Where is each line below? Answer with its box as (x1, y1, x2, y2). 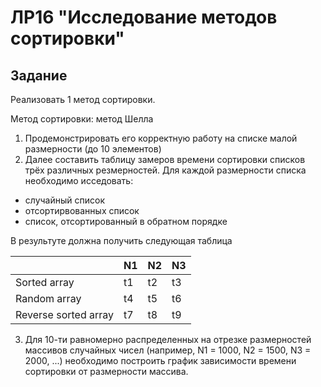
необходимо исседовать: (24, 175, 134, 186)
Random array (15, 292, 82, 305)
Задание (10, 67, 68, 84)
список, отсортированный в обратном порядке (24, 216, 228, 227)
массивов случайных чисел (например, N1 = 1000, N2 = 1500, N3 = (24, 344, 312, 356)
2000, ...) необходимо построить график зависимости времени (24, 355, 297, 366)
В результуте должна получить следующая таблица (10, 235, 233, 246)
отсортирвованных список (24, 205, 140, 216)
